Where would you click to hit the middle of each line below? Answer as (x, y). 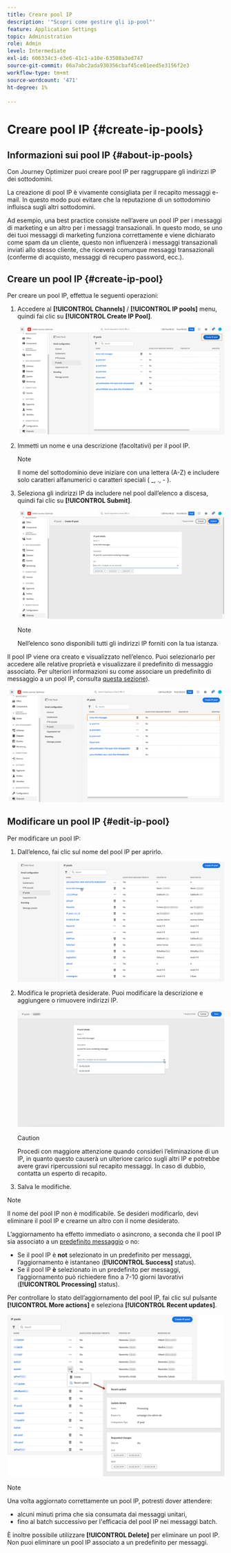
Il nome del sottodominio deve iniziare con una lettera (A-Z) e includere (118, 472)
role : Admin (24, 44)
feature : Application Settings (52, 29)
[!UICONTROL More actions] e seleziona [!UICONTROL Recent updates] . (112, 1305)
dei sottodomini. (30, 179)
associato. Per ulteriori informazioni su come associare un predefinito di (109, 671)
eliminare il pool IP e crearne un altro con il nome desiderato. (93, 1221)
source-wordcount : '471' (43, 80)
